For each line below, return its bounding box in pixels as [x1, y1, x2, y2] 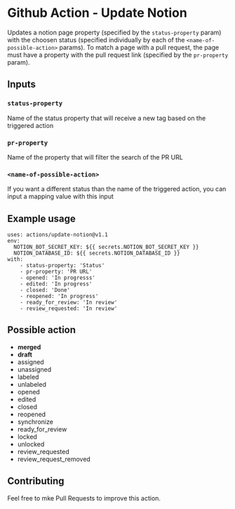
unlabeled [17, 380, 47, 388]
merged [17, 342, 41, 351]
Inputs [7, 79, 36, 91]
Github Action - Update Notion [7, 5, 187, 21]
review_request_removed [17, 455, 91, 463]
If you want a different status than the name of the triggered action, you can [7, 185, 227, 193]
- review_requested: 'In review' [20, 305, 118, 312]
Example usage [7, 212, 76, 224]
